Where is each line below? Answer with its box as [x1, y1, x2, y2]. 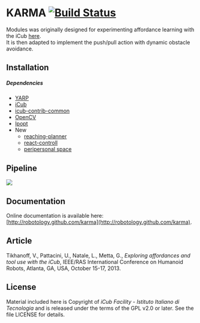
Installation [6, 63, 49, 73]
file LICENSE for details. [6, 310, 65, 318]
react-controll [23, 139, 58, 147]
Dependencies [6, 79, 44, 87]
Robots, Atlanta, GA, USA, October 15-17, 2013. [6, 265, 121, 272]
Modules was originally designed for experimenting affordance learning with [6, 26, 195, 33]
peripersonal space [23, 146, 72, 153]
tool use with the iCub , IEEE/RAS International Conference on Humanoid [6, 258, 184, 265]
